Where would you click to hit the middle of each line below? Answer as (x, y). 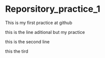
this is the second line (27, 42)
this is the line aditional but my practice (45, 32)
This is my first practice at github (39, 23)
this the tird (17, 51)
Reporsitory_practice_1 (53, 9)
